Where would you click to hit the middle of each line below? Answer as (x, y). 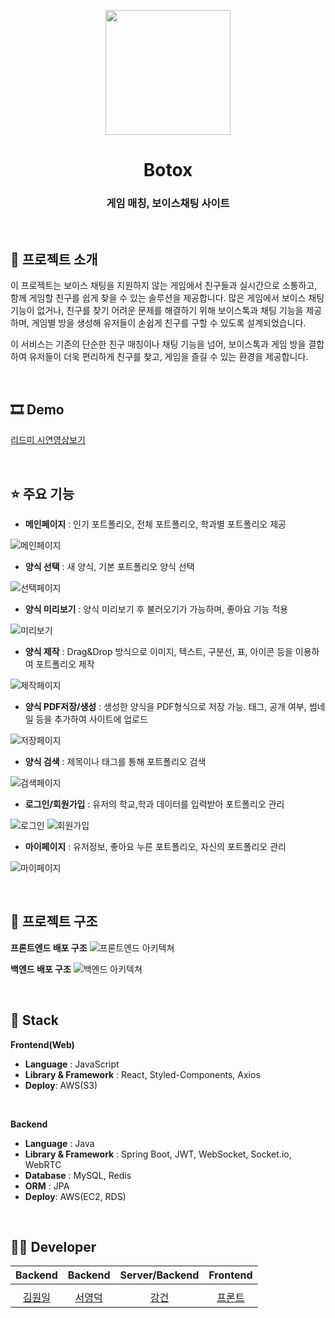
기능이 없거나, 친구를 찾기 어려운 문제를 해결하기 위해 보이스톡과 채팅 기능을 (157, 311)
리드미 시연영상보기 (48, 440)
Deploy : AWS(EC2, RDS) (75, 1196)
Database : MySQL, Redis (78, 1175)
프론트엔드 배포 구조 (49, 947)
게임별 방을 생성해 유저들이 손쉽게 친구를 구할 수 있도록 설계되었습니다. (169, 323)
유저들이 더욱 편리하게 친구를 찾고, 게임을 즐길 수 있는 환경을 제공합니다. (168, 357)
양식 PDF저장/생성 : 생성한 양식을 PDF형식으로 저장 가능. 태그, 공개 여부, (165, 706)
